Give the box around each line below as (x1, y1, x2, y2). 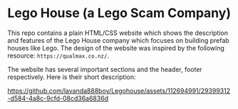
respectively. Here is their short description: (7, 73, 137, 81)
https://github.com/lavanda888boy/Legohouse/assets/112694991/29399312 (7, 86, 230, 95)
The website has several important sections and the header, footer (7, 65, 203, 73)
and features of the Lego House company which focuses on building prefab (7, 36, 229, 44)
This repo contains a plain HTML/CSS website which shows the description (7, 28, 228, 37)
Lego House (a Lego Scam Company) (7, 5, 232, 21)
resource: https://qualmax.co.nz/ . (7, 51, 109, 60)
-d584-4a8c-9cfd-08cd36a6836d (7, 94, 109, 103)
